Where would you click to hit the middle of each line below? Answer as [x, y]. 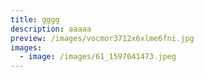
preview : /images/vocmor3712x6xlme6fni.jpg [102, 38]
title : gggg [35, 19]
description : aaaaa [51, 29]
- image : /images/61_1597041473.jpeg [98, 57]
